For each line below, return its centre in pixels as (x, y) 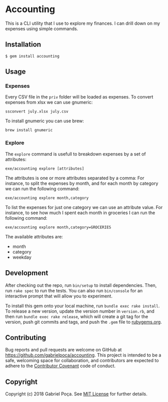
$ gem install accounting (32, 56)
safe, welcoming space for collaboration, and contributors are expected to (82, 361)
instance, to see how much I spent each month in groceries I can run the (80, 213)
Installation (23, 45)
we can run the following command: (42, 188)
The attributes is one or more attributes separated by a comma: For (75, 178)
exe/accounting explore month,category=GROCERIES (58, 227)
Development (27, 273)
